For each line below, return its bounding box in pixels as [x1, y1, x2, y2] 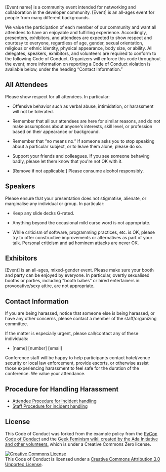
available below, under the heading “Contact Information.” [5, 66, 123, 72]
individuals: [5, 336, 29, 342]
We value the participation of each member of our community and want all [5, 24, 157, 30]
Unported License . [5, 461, 43, 467]
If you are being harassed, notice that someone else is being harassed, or [5, 310, 155, 316]
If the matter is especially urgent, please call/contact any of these [5, 331, 139, 337]
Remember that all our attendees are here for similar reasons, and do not [12, 118, 161, 124]
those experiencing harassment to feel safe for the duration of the [5, 365, 139, 371]
